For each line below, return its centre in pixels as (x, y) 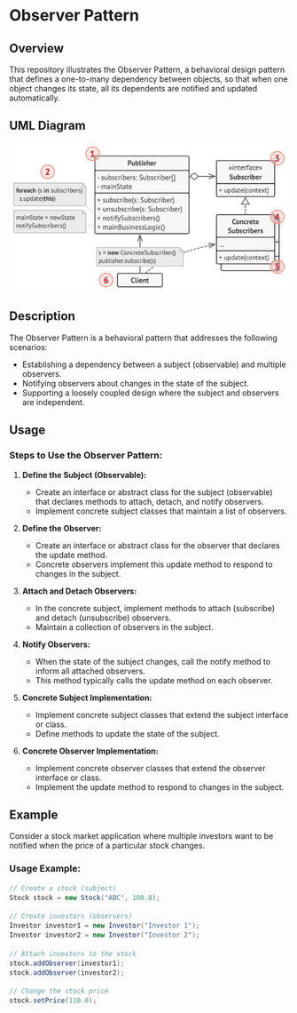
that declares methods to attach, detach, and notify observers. (149, 501)
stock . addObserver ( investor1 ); (67, 963)
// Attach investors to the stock (73, 953)
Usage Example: (45, 869)
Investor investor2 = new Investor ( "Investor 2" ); (105, 935)
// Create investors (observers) (71, 916)
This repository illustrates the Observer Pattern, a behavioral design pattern (147, 69)
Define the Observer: (62, 528)
